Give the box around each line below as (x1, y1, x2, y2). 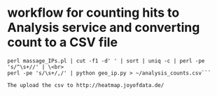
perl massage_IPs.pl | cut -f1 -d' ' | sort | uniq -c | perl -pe (7, 57, 205, 64)
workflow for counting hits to (7, 5, 180, 21)
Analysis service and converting (7, 19, 200, 35)
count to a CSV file (7, 35, 118, 50)
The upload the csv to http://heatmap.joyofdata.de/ (7, 81, 164, 88)
